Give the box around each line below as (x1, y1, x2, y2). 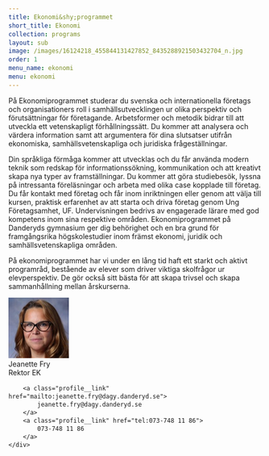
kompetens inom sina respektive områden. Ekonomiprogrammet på (8, 214, 231, 224)
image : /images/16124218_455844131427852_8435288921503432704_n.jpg (8, 47, 243, 56)
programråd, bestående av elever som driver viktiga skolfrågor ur (8, 264, 226, 274)
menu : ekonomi (8, 73, 56, 81)
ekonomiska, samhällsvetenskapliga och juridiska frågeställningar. (8, 138, 228, 149)
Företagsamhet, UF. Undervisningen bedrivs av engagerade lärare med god (8, 206, 259, 215)
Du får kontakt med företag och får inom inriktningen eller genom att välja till (8, 188, 262, 198)
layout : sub (8, 39, 48, 47)
